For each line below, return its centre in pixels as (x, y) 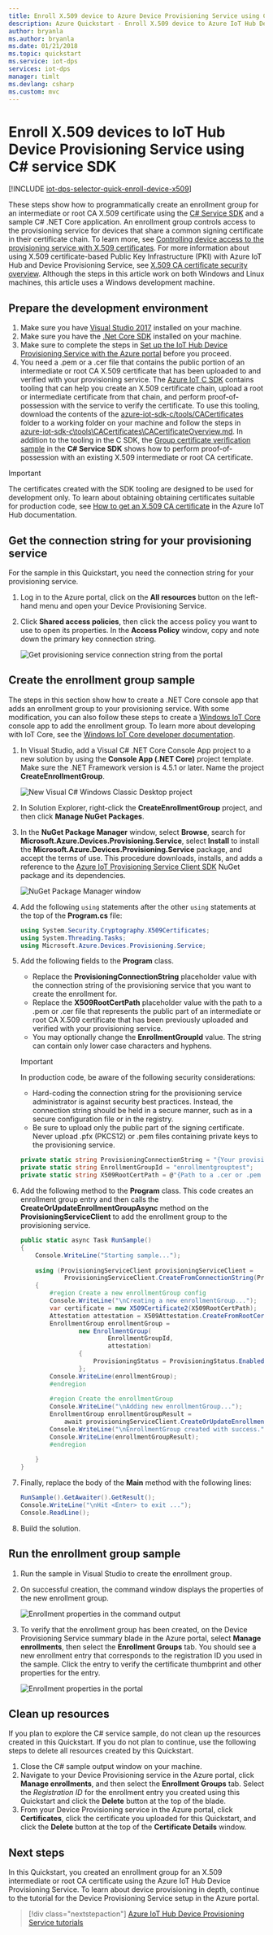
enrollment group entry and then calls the (89, 1199)
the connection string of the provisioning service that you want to (142, 985)
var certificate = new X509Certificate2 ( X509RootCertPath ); (154, 1308)
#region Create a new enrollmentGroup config (128, 1293)
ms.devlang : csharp (41, 84)
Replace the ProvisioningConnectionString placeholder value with (145, 976)
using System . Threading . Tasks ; (73, 938)
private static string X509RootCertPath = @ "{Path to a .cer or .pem (141, 1175)
